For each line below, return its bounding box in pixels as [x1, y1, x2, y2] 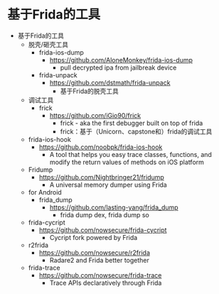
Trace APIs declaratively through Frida [49, 278, 162, 287]
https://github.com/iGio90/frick [49, 111, 141, 119]
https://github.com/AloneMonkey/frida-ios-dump [49, 55, 193, 64]
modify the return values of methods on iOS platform [49, 158, 205, 166]
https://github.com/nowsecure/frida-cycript [38, 225, 167, 234]
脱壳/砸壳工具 [28, 40, 69, 48]
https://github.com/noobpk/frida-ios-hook [38, 143, 163, 151]
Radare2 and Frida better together [49, 256, 149, 264]
